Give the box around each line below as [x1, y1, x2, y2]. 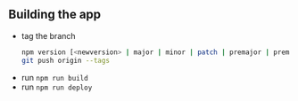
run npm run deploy [21, 82, 93, 92]
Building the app [8, 7, 102, 22]
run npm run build [21, 72, 88, 82]
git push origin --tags [21, 56, 111, 65]
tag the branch [21, 30, 77, 41]
